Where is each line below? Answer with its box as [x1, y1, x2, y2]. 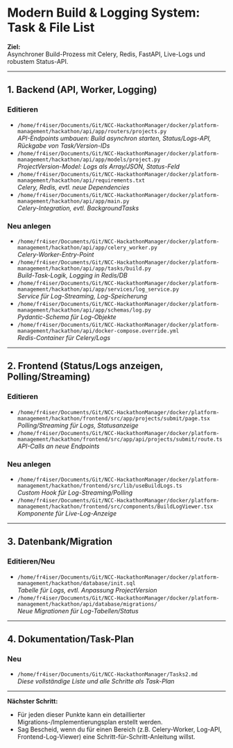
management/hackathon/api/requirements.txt [17, 177, 146, 184]
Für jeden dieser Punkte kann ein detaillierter [17, 711, 146, 719]
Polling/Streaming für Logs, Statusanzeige [17, 421, 139, 430]
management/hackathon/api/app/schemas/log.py [17, 307, 151, 314]
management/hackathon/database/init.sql [17, 579, 136, 587]
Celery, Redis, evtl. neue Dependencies [17, 182, 130, 192]
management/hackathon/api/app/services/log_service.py [17, 286, 180, 293]
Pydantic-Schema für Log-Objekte [17, 312, 116, 321]
